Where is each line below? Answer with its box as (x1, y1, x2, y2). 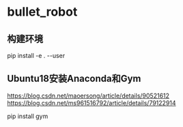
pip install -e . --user (7, 52, 66, 59)
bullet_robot (7, 4, 78, 20)
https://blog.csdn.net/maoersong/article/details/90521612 (7, 91, 169, 100)
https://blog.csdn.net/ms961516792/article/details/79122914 (7, 98, 176, 107)
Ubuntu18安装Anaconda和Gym (7, 73, 141, 85)
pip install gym (7, 112, 48, 120)
